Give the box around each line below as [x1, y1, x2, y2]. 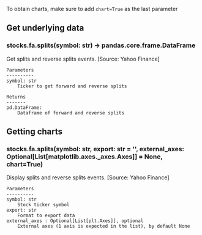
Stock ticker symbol [17, 202, 70, 208]
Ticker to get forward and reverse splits [17, 83, 127, 89]
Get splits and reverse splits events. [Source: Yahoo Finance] [6, 55, 160, 62]
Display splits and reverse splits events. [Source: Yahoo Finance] [6, 174, 170, 181]
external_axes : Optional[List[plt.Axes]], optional [6, 218, 144, 224]
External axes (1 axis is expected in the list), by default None [17, 223, 190, 229]
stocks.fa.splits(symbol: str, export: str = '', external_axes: [6, 145, 185, 153]
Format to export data [17, 212, 75, 219]
